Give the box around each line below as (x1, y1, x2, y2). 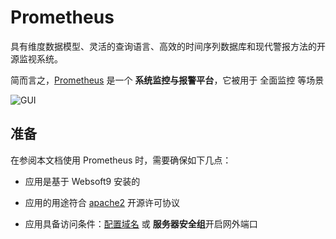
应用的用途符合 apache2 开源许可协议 (24, 196, 181, 208)
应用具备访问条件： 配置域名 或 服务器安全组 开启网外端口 (24, 217, 258, 230)
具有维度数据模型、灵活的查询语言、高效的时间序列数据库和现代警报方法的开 (10, 40, 326, 52)
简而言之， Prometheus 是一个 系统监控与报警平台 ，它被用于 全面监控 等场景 (10, 74, 325, 86)
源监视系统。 (10, 52, 63, 65)
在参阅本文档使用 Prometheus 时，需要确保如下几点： (10, 154, 232, 166)
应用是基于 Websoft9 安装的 (24, 175, 141, 187)
